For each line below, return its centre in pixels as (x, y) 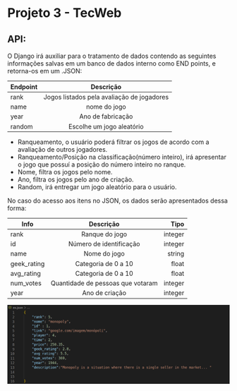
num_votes (26, 283)
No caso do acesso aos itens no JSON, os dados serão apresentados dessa (117, 200)
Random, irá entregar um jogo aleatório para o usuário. (97, 187)
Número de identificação (104, 244)
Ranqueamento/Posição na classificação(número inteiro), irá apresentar (122, 157)
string (176, 254)
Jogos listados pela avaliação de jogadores (106, 97)
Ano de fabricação (106, 116)
